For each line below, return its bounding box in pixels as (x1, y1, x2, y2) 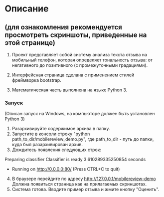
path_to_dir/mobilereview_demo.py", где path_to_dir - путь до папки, (11, 136, 154, 142)
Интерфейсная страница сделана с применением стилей (11, 72, 135, 78)
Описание (4, 3, 49, 14)
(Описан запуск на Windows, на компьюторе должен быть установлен (4, 111, 155, 117)
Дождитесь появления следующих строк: (11, 147, 102, 153)
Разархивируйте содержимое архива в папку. (11, 126, 110, 132)
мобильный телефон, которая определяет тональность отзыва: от (11, 57, 153, 63)
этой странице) (4, 38, 55, 47)
